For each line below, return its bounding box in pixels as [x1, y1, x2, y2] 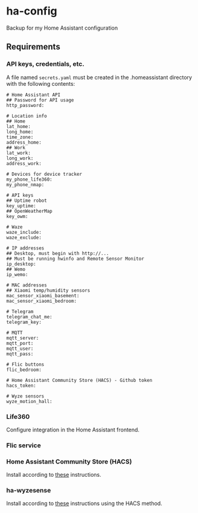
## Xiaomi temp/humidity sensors [6, 287, 91, 294]
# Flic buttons [6, 361, 45, 367]
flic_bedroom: [6, 367, 42, 373]
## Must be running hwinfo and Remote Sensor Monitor [6, 256, 145, 262]
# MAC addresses [6, 282, 47, 288]
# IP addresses [6, 245, 45, 251]
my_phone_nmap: [6, 181, 45, 188]
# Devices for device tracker [6, 171, 83, 177]
